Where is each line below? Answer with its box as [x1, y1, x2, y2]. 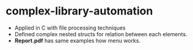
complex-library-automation [5, 4, 153, 18]
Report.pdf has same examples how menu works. [14, 37, 141, 44]
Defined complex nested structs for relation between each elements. [14, 30, 188, 37]
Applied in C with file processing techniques [14, 24, 126, 31]
